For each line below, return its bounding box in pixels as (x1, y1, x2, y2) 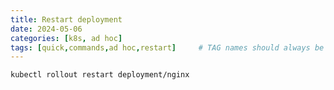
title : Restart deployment (10, 14, 123, 25)
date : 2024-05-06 (10, 24, 83, 34)
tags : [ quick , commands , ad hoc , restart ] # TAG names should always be (10, 42, 325, 53)
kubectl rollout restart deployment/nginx (10, 70, 190, 80)
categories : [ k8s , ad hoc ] (10, 33, 123, 43)
